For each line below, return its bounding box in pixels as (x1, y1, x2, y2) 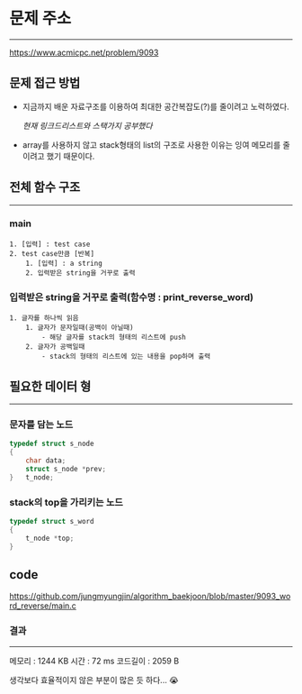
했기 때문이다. (46, 151, 95, 161)
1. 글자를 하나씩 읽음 (9, 314, 79, 323)
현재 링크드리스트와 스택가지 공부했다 (22, 120, 153, 131)
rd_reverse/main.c (9, 600, 76, 611)
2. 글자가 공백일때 (25, 342, 85, 352)
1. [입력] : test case (9, 240, 91, 249)
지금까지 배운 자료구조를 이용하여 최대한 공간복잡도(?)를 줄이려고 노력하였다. (22, 101, 289, 112)
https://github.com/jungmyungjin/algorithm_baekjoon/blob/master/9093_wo (9, 591, 291, 602)
